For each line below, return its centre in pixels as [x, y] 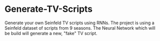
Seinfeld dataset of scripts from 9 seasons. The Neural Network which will [80, 28]
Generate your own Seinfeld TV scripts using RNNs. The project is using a [80, 23]
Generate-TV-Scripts [49, 9]
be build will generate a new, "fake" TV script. [51, 33]
